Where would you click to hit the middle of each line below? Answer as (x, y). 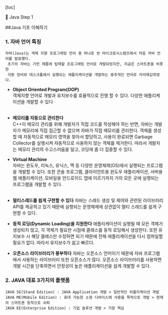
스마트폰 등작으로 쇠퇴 (30, 303)
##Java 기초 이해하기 (26, 27)
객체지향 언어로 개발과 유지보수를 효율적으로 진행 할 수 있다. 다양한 (77, 96)
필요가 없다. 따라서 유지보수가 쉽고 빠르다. (53, 243)
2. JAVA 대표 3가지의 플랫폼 (38, 280)
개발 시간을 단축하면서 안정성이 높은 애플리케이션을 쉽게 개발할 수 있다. (81, 266)
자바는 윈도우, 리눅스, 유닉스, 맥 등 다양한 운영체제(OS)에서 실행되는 (79, 165)
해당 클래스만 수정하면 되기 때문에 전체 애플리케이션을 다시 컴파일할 (97, 236)
